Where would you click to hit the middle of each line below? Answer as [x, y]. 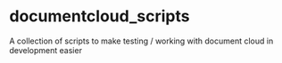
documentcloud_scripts [100, 16]
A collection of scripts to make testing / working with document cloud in [141, 41]
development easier [46, 50]
